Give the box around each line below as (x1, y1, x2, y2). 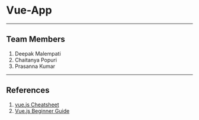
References (6, 85, 50, 95)
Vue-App (6, 4, 52, 17)
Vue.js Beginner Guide (14, 107, 70, 114)
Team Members (6, 34, 65, 44)
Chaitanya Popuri (14, 56, 57, 63)
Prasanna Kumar (14, 63, 56, 70)
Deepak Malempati (14, 50, 61, 57)
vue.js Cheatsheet (14, 101, 59, 108)
